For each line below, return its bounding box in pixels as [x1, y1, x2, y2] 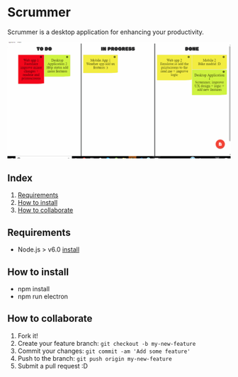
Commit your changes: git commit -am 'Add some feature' [17, 347, 191, 355]
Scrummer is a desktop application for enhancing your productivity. [7, 28, 204, 36]
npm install [17, 284, 50, 293]
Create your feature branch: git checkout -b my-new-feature [17, 339, 196, 347]
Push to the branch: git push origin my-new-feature [17, 354, 172, 362]
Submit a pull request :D [17, 361, 89, 370]
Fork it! [17, 331, 39, 340]
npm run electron [17, 292, 69, 300]
